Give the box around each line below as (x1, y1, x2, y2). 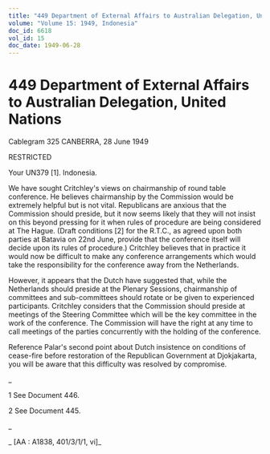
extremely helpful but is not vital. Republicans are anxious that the (8, 201, 227, 210)
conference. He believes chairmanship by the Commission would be (8, 192, 235, 201)
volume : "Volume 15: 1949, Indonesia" (8, 19, 138, 27)
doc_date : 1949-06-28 (8, 42, 81, 50)
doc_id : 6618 (8, 26, 52, 34)
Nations (8, 110, 62, 128)
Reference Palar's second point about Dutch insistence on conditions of (8, 343, 247, 352)
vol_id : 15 (8, 34, 45, 43)
